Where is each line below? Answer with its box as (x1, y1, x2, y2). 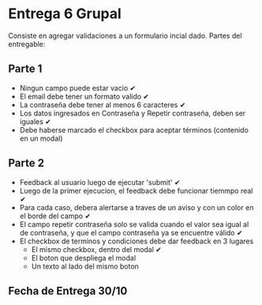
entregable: (8, 39, 46, 48)
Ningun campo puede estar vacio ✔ (19, 83, 137, 92)
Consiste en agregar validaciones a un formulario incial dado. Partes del (8, 31, 242, 40)
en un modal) (19, 134, 63, 143)
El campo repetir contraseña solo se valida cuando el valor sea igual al (19, 219, 249, 229)
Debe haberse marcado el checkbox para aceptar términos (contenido (19, 125, 249, 134)
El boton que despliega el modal (31, 253, 137, 262)
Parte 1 (8, 62, 43, 76)
